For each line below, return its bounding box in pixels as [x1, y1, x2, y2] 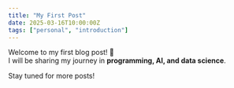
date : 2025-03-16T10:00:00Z [8, 19, 101, 27]
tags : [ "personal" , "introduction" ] [8, 26, 128, 34]
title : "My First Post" [8, 11, 87, 20]
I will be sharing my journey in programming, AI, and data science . [8, 56, 226, 65]
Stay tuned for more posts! [8, 71, 95, 81]
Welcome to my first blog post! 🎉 [8, 48, 114, 57]
